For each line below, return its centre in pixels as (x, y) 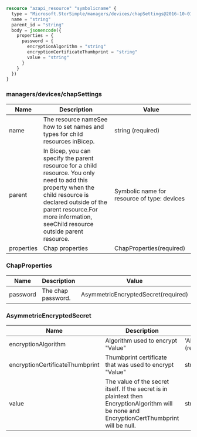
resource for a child (70, 165)
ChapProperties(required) (150, 248)
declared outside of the (75, 202)
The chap (55, 291)
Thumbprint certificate (136, 357)
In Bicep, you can (67, 151)
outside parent (63, 231)
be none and (123, 411)
